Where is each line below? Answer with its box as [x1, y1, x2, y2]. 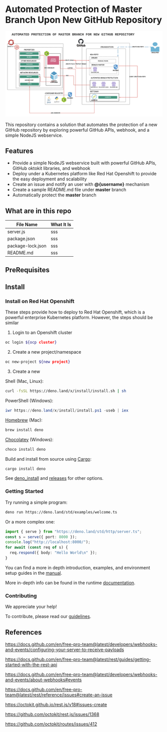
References [5, 628, 42, 637]
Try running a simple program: [5, 499, 67, 505]
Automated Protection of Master [5, 4, 142, 15]
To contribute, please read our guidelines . [5, 613, 91, 619]
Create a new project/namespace [12, 349, 81, 355]
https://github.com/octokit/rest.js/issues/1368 [5, 711, 99, 717]
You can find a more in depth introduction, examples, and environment [5, 564, 150, 571]
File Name [16, 221, 38, 227]
